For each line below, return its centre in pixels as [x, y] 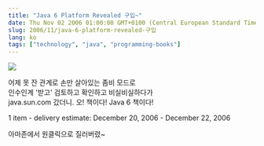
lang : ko [22, 37]
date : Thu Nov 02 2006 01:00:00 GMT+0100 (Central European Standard [125, 23]
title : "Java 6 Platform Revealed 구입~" [75, 15]
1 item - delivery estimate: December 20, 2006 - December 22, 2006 [119, 118]
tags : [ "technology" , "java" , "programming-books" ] [94, 45]
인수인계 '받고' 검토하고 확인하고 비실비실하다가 [81, 93]
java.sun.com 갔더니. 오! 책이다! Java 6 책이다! [81, 102]
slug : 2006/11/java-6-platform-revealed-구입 [82, 30]
